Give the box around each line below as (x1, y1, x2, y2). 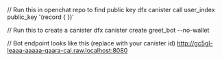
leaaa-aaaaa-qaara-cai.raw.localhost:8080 (7, 47, 128, 54)
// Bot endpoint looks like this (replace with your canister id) (7, 39, 176, 47)
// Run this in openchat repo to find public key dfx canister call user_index (7, 6, 215, 14)
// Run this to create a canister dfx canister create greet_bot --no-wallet (7, 26, 210, 34)
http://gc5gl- (177, 39, 213, 47)
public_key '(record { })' (7, 13, 74, 21)
